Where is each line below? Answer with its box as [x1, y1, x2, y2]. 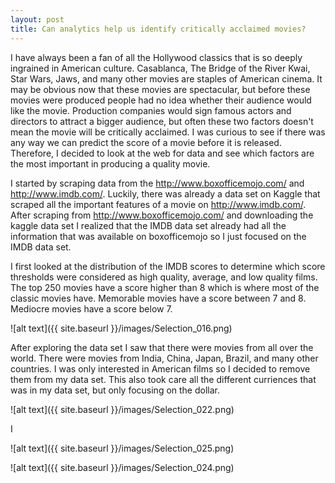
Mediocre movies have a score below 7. [10, 302, 173, 315]
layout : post [10, 14, 65, 25]
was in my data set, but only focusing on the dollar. [10, 384, 221, 396]
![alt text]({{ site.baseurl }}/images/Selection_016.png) [10, 322, 233, 334]
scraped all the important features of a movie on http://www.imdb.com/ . [10, 198, 307, 210]
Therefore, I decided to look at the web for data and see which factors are [10, 147, 315, 159]
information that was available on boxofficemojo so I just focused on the [10, 230, 307, 242]
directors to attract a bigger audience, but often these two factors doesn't [10, 115, 314, 127]
